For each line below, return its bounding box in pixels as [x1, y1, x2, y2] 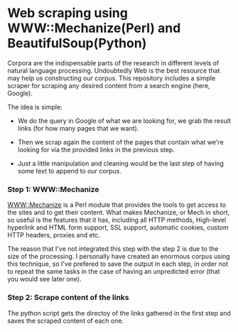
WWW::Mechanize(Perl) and [7, 20, 181, 36]
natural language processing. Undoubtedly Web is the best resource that [7, 66, 220, 75]
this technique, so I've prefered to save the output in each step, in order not [7, 259, 229, 268]
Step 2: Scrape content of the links [7, 293, 129, 303]
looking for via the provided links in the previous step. [17, 145, 175, 154]
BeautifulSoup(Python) [7, 36, 147, 51]
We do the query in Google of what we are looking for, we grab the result [17, 116, 232, 125]
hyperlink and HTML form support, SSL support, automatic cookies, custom [7, 223, 229, 232]
